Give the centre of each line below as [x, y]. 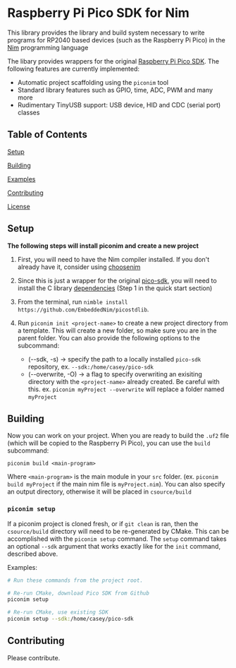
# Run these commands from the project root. [75, 580]
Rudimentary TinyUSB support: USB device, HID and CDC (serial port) [119, 105]
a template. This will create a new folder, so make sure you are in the [117, 330]
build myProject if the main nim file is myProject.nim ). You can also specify [116, 484]
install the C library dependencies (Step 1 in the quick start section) [115, 288]
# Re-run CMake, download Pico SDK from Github [79, 593]
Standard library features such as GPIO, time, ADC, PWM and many [115, 90]
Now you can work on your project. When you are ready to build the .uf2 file [118, 436]
